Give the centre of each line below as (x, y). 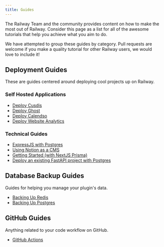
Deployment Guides (36, 70)
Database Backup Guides (45, 176)
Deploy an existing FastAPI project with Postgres (62, 161)
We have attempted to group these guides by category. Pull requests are (79, 44)
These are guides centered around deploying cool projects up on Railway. (80, 82)
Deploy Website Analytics (38, 121)
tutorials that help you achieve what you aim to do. (56, 34)
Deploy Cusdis (27, 105)
